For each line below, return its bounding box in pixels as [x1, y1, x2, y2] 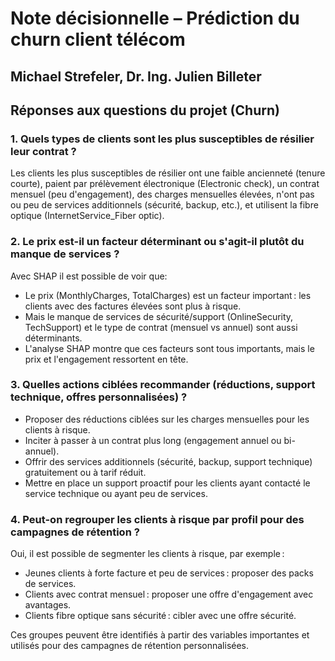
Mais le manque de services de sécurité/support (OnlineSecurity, [24, 310, 294, 322]
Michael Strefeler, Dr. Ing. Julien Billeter [10, 68, 262, 85]
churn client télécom [10, 28, 186, 51]
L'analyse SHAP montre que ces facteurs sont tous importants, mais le [24, 342, 315, 354]
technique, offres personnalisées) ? [10, 390, 188, 404]
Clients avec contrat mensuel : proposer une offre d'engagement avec [24, 588, 314, 601]
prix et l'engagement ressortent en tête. [24, 353, 189, 365]
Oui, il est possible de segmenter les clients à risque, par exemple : [10, 548, 285, 560]
